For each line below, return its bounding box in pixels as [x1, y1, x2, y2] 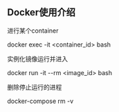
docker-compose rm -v [7, 97, 74, 105]
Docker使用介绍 [7, 6, 76, 19]
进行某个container [7, 26, 59, 35]
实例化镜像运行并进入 [7, 54, 68, 63]
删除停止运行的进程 [7, 83, 62, 91]
